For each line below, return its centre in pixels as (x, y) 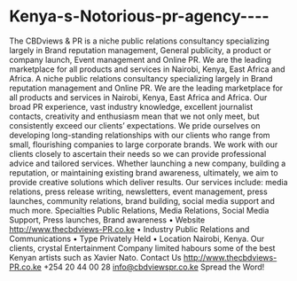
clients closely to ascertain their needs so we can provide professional (138, 153)
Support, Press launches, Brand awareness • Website (107, 220)
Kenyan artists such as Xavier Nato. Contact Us (95, 257)
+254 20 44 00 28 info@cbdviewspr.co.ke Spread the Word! (154, 267)
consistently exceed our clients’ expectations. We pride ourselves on (135, 125)
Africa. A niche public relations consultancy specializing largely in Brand (141, 78)
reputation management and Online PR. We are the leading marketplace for (146, 88)
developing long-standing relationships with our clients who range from (140, 135)
